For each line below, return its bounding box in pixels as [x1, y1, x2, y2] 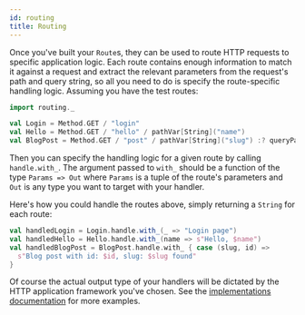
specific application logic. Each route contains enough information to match [9, 56, 292, 67]
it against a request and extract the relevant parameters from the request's [9, 65, 289, 77]
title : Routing [9, 22, 67, 31]
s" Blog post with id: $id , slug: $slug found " [17, 251, 197, 261]
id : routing [9, 13, 54, 23]
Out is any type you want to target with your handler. [9, 182, 205, 192]
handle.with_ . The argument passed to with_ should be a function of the [9, 162, 280, 172]
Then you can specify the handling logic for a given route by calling [9, 153, 261, 163]
